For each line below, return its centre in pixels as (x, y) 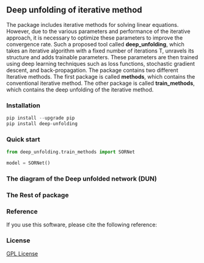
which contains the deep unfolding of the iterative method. (80, 89)
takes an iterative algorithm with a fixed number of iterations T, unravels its (100, 51)
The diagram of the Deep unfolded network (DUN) (82, 178)
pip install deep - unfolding (42, 124)
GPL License (22, 254)
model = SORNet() (28, 163)
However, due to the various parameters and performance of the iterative (98, 31)
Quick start (24, 139)
